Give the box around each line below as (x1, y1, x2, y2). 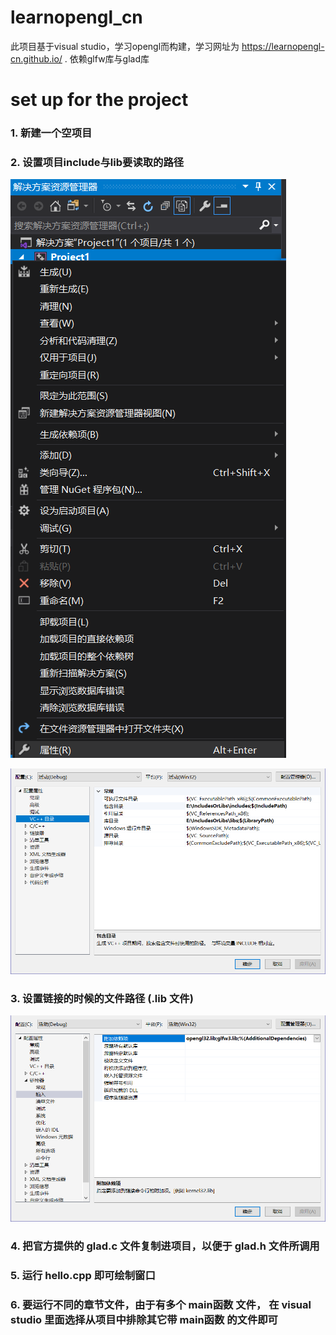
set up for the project (10, 89, 189, 111)
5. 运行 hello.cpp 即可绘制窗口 (10, 1268, 156, 1282)
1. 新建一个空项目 (10, 126, 93, 140)
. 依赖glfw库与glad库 (64, 52, 150, 65)
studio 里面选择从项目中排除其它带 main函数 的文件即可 (10, 1312, 278, 1326)
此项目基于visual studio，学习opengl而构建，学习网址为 (10, 40, 240, 52)
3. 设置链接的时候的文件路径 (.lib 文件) (10, 992, 194, 1006)
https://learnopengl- (241, 40, 325, 52)
